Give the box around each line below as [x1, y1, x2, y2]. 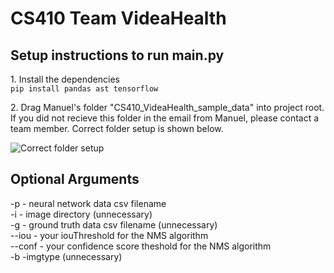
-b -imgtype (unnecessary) [10, 250, 123, 262]
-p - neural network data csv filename [10, 197, 167, 209]
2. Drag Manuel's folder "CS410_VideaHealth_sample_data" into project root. [10, 102, 325, 113]
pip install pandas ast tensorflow [10, 84, 159, 94]
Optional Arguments [10, 171, 140, 188]
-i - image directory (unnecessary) [10, 208, 153, 220]
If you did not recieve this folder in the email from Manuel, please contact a [10, 112, 320, 124]
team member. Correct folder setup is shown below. [10, 123, 224, 134]
